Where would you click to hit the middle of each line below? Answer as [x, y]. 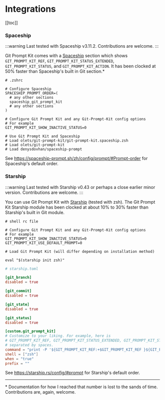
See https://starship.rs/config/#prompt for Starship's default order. [73, 373]
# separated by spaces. [29, 345]
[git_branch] [18, 277]
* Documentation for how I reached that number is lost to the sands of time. [82, 387]
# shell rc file [22, 221]
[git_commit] [18, 291]
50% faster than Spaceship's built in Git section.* [55, 71]
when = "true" [20, 359]
